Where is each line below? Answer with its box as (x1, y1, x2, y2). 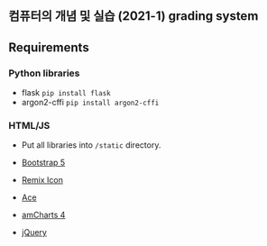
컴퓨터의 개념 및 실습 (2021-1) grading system (8, 8, 259, 24)
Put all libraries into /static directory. (21, 140, 161, 150)
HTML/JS (8, 120, 51, 132)
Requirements (8, 40, 89, 55)
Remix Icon (21, 175, 64, 186)
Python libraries (8, 67, 80, 79)
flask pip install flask (21, 87, 111, 98)
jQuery (21, 227, 47, 238)
